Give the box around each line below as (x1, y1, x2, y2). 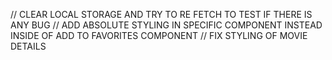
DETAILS (10, 40, 47, 52)
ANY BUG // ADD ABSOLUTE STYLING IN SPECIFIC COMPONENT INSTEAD (10, 19, 323, 31)
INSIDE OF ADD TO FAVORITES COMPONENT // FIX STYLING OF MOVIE (10, 30, 308, 41)
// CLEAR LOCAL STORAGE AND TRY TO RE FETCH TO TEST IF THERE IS (10, 9, 313, 20)
